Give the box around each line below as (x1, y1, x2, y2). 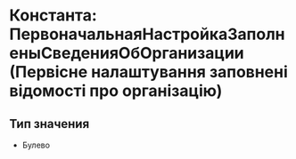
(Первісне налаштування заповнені (9, 62, 288, 83)
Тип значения (9, 116, 90, 131)
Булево (21, 139, 51, 150)
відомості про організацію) (9, 81, 223, 101)
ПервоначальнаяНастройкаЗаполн (9, 24, 285, 44)
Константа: (9, 5, 98, 26)
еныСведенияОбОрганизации (9, 44, 245, 63)
